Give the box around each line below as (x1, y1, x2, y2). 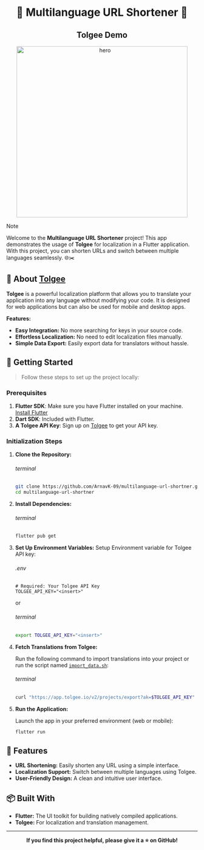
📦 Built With (6, 793, 55, 803)
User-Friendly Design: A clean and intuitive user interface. (15, 774, 163, 782)
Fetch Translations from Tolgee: (15, 643, 98, 650)
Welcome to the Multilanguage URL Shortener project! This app (6, 234, 167, 241)
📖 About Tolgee (6, 274, 66, 284)
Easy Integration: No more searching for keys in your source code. (15, 326, 183, 334)
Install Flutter (15, 409, 48, 416)
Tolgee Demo (76, 30, 127, 40)
